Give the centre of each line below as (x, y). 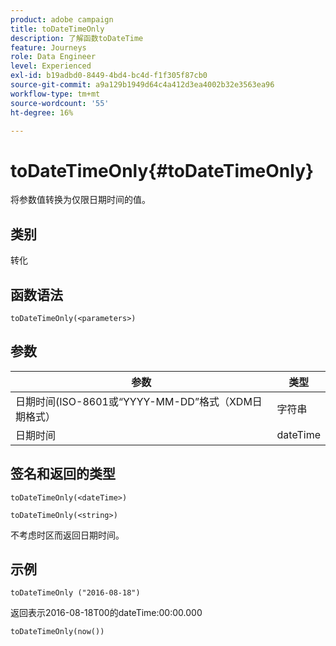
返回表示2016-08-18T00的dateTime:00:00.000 (106, 613)
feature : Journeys (48, 47)
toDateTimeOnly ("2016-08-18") (75, 593)
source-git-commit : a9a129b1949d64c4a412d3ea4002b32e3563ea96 (142, 85)
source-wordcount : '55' (60, 103)
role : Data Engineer (53, 57)
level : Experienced (51, 66)
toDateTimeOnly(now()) (57, 632)
